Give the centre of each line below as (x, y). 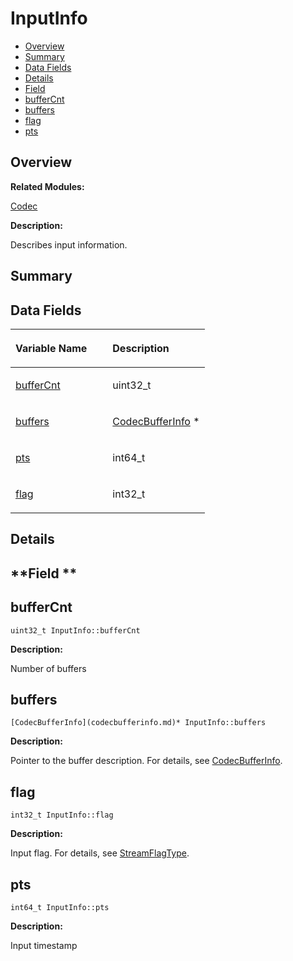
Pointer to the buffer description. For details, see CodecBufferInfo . (146, 761)
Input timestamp (44, 945)
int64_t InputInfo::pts (60, 907)
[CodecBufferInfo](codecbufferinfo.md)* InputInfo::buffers (138, 723)
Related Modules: (47, 186)
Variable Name (51, 348)
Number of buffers (48, 668)
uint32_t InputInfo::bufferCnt (75, 630)
